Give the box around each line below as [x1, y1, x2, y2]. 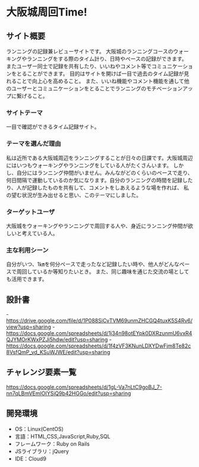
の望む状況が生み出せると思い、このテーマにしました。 [6, 191, 141, 198]
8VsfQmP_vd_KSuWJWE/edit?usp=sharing [6, 349, 110, 355]
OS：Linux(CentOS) [14, 425, 64, 433]
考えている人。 [21, 229, 58, 236]
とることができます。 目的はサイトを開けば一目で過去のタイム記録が [16, 70, 184, 77]
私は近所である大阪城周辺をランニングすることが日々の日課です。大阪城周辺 [6, 154, 193, 161]
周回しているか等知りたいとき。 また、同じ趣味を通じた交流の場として [16, 268, 189, 275]
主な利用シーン [6, 246, 49, 254]
